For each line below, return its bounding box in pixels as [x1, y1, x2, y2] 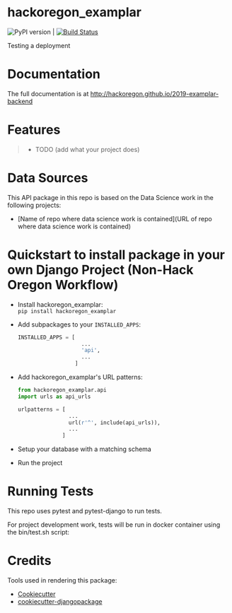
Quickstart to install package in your [7, 247, 225, 262]
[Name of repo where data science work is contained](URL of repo [17, 214, 212, 223]
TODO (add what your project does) [35, 145, 140, 153]
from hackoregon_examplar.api [17, 387, 108, 394]
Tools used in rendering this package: [7, 576, 117, 585]
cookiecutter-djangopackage [17, 597, 103, 606]
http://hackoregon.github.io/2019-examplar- [90, 89, 219, 98]
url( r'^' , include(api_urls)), [68, 419, 161, 426]
